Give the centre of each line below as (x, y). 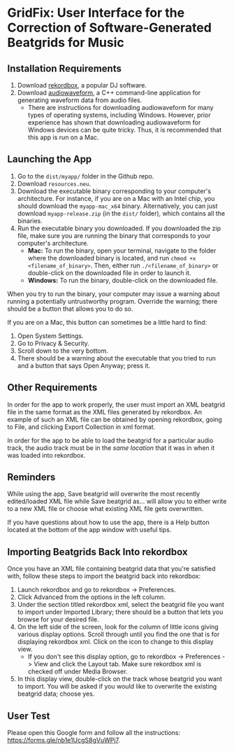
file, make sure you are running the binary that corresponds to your (114, 235)
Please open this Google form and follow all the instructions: (94, 733)
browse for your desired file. (58, 619)
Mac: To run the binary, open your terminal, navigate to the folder (122, 251)
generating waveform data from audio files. (80, 100)
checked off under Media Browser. (78, 672)
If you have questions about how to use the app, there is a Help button (108, 522)
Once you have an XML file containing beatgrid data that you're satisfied (111, 569)
